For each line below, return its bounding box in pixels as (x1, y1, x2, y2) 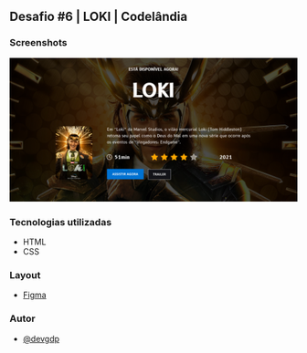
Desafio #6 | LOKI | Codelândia (9, 9, 188, 25)
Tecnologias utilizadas (9, 215, 112, 228)
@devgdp (22, 333, 60, 344)
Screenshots (9, 36, 68, 49)
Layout (9, 268, 41, 281)
